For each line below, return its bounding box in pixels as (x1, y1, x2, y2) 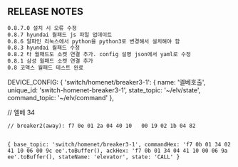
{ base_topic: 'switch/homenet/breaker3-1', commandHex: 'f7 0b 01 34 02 (7, 141, 232, 148)
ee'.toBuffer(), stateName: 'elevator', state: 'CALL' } (7, 153, 180, 161)
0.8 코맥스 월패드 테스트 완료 (7, 64, 84, 72)
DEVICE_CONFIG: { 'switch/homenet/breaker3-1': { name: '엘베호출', (7, 77, 206, 86)
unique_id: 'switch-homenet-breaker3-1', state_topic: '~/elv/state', (7, 85, 201, 95)
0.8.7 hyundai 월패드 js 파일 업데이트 (7, 31, 113, 38)
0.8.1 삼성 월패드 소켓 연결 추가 (7, 58, 93, 65)
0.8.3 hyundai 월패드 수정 (7, 44, 81, 52)
